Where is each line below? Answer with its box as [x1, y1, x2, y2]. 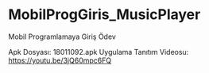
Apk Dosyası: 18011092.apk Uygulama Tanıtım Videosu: [8, 47, 189, 56]
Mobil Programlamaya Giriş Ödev [8, 32, 117, 41]
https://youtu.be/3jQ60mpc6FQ [8, 56, 112, 65]
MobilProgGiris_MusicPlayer [8, 6, 201, 24]
